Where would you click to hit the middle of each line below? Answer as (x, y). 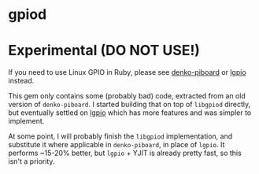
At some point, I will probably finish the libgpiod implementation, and (120, 136)
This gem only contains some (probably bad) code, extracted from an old (127, 96)
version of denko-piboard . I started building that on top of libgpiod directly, (129, 105)
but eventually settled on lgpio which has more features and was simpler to (130, 113)
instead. (21, 81)
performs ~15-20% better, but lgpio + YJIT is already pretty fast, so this (125, 153)
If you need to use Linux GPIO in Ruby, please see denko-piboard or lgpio (127, 72)
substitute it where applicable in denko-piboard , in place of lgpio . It (117, 145)
